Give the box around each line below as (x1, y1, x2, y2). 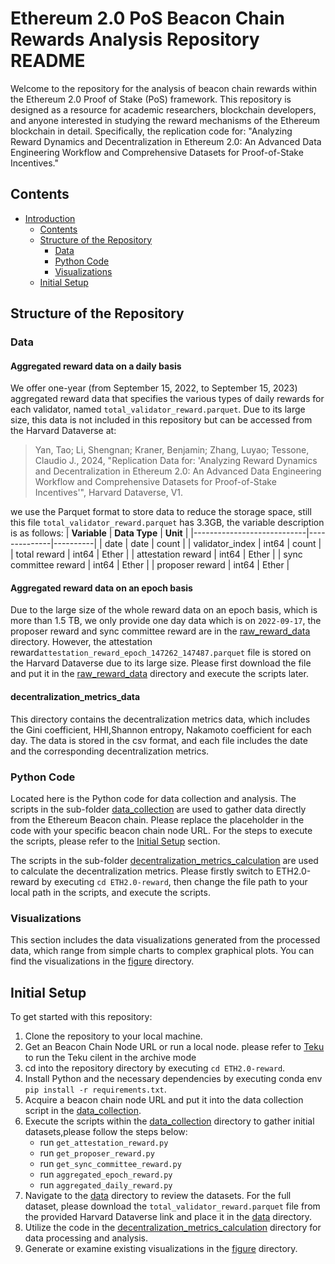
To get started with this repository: (10, 1011, 153, 1023)
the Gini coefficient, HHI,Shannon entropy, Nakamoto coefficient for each (10, 723, 312, 736)
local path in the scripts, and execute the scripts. (10, 886, 211, 898)
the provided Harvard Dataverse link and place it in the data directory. (24, 1211, 313, 1223)
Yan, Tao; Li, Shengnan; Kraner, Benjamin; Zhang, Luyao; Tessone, (34, 444, 310, 456)
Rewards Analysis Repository (10, 28, 260, 51)
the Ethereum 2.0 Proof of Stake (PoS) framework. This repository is (10, 93, 292, 105)
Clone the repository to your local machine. (24, 1030, 203, 1042)
